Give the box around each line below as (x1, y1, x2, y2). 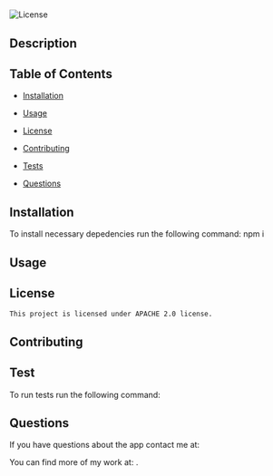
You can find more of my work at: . (9, 457, 139, 468)
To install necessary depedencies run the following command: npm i (9, 228, 265, 239)
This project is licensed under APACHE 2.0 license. (9, 309, 213, 319)
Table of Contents (9, 66, 113, 82)
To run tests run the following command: (9, 389, 161, 400)
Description (9, 35, 77, 51)
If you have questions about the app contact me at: (9, 440, 200, 451)
